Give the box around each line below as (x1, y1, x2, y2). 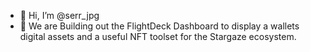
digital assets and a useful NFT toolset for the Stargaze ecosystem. (19, 31, 297, 42)
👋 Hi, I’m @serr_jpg (19, 10, 100, 21)
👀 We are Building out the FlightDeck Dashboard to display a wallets (19, 20, 300, 32)
